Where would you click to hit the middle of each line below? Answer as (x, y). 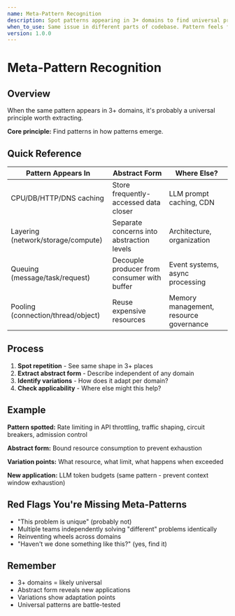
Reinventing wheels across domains (69, 536)
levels (122, 249)
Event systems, (194, 265)
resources (129, 320)
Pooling (23, 307)
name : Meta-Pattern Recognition (54, 14)
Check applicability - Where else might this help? (89, 388)
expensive (129, 311)
